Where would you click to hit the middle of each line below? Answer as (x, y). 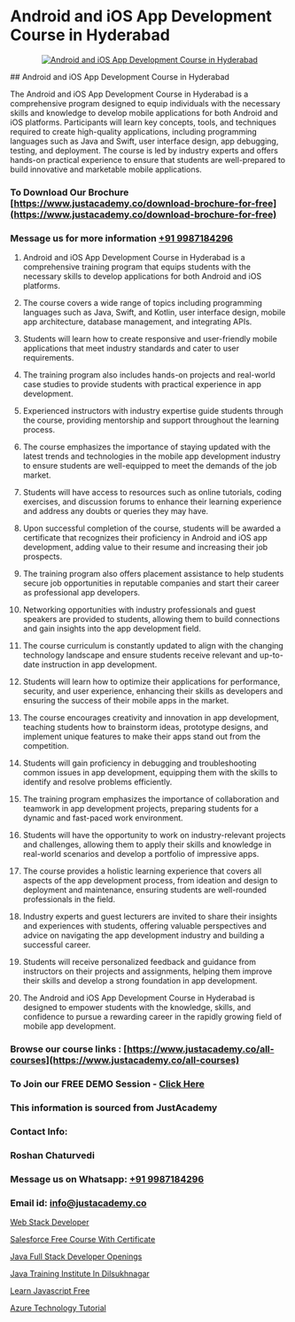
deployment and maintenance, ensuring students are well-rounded (144, 890)
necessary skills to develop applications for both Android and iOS (142, 276)
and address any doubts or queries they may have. (116, 511)
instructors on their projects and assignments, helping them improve (147, 971)
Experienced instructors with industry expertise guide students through (153, 411)
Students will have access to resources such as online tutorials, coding (152, 493)
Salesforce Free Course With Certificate (83, 1239)
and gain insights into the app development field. (112, 629)
